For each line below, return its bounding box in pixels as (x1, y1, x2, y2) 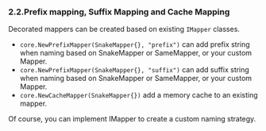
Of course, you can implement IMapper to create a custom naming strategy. (8, 114, 256, 124)
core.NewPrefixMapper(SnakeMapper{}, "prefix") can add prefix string (19, 40, 250, 49)
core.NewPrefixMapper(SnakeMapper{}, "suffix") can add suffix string (19, 65, 250, 75)
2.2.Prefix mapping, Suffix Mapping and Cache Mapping (8, 6, 230, 17)
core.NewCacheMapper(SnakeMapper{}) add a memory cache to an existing (19, 91, 258, 100)
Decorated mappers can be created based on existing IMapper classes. (8, 25, 241, 34)
